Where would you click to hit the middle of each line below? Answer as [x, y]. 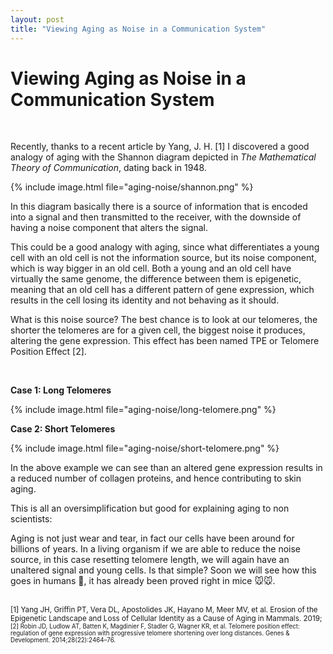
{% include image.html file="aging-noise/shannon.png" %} [132, 187]
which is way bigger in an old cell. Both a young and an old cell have [151, 268]
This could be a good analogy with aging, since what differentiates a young [165, 247]
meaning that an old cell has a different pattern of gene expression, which [162, 290]
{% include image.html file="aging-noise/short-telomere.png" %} [145, 448]
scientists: [31, 519]
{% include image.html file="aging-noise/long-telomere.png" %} [143, 410]
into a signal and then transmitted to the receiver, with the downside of [156, 217]
